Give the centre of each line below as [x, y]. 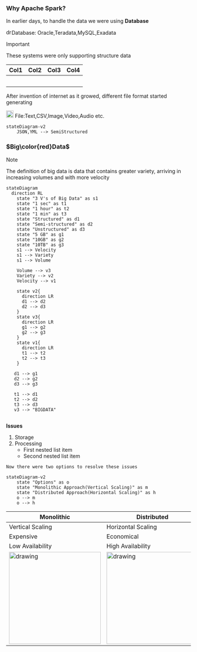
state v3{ [29, 317]
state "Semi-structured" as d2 [55, 224]
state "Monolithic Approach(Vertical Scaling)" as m [82, 487]
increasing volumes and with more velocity [58, 177]
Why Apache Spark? [36, 8]
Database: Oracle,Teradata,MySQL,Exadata [64, 33]
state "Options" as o [43, 482]
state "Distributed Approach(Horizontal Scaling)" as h [86, 492]
